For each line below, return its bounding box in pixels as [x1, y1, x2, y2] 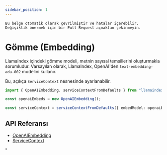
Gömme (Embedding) [5, 42, 95, 52]
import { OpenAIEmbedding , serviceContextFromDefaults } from [5, 88, 137, 93]
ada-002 [5, 69, 21, 74]
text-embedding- [119, 64, 153, 69]
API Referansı [5, 119, 48, 128]
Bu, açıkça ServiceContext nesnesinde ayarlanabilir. [5, 78, 111, 84]
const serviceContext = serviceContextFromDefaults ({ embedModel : [5, 105, 146, 110]
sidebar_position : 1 [5, 7, 48, 12]
